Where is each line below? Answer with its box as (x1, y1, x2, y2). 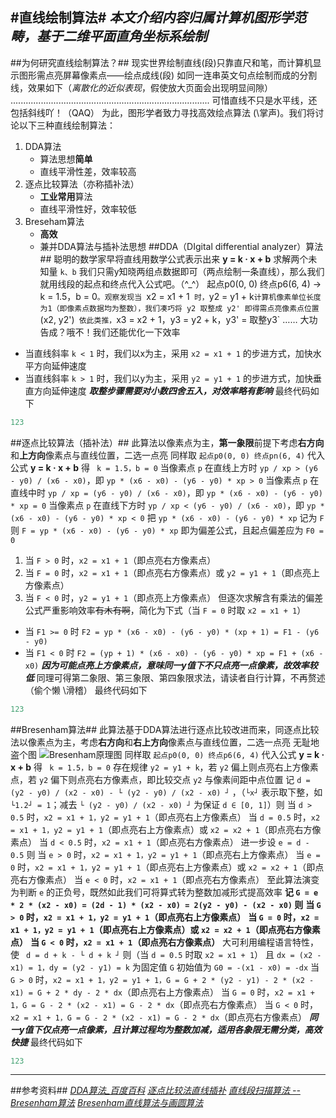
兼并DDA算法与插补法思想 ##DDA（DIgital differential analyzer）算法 (39, 240, 324, 252)
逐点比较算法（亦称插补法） (24, 178, 140, 190)
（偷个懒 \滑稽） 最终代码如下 (24, 684, 148, 696)
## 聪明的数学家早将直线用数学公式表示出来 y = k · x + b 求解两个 (39, 253, 309, 265)
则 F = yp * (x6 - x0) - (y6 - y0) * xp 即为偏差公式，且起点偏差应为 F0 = (10, 524, 325, 536)
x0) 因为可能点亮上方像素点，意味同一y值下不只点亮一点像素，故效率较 (24, 659, 318, 671)
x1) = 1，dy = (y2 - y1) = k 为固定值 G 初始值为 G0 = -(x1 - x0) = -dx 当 (10, 961, 320, 973)
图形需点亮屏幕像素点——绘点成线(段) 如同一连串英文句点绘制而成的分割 (18, 69, 318, 81)
